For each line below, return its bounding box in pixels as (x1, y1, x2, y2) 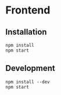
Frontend (5, 4, 51, 17)
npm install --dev (5, 79, 50, 85)
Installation (5, 27, 47, 37)
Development (5, 63, 56, 73)
